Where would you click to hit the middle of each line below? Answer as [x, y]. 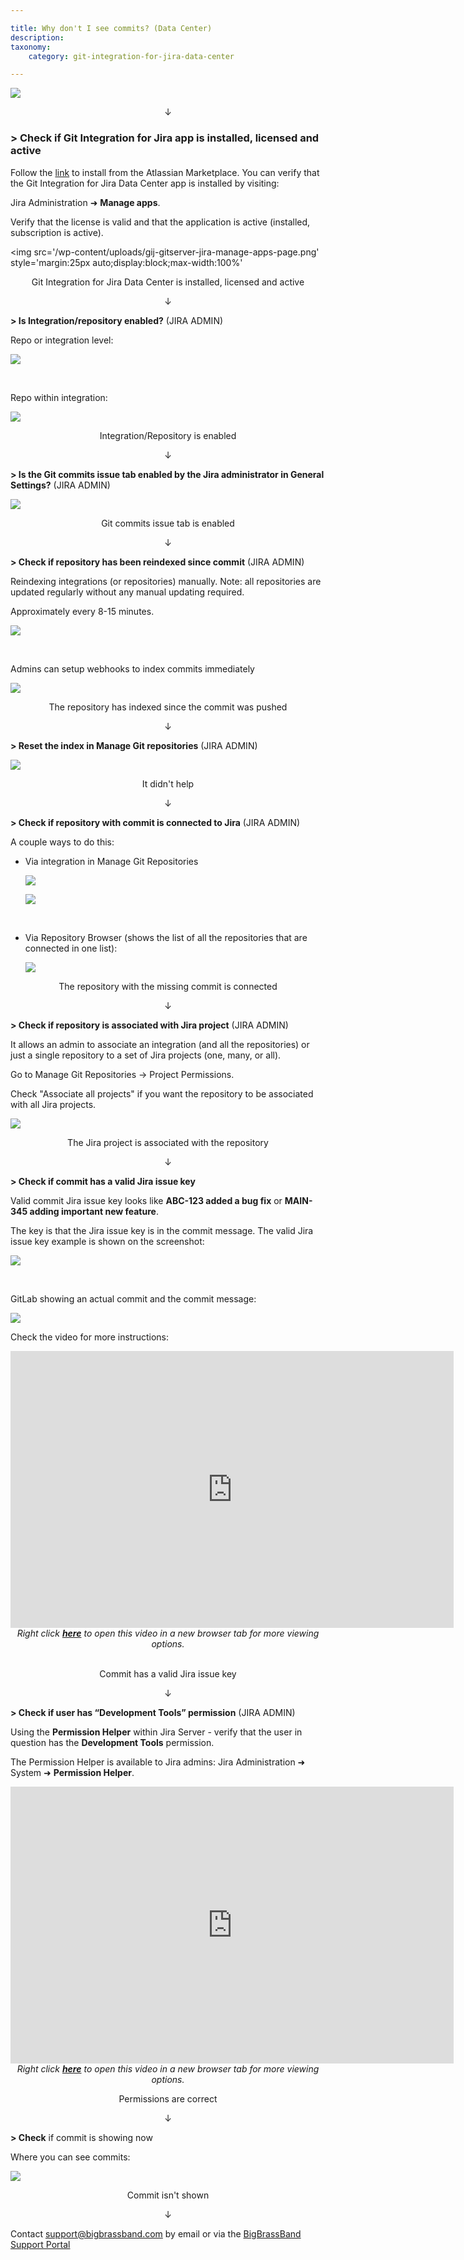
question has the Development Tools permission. [112, 1742]
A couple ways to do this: [62, 842]
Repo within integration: [59, 397]
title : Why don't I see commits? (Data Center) [111, 28]
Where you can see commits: [70, 2157]
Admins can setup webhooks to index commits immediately [132, 668]
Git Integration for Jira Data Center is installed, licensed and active [168, 282]
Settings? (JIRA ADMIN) [60, 485]
